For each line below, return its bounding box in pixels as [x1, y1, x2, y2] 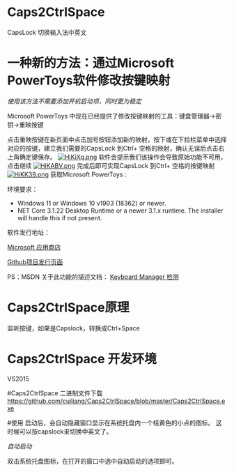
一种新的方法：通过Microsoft [7, 55, 175, 71]
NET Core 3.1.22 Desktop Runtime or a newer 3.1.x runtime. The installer [17, 206, 224, 215]
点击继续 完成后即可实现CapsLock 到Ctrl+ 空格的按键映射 [7, 161, 215, 169]
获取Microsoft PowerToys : [49, 170, 127, 178]
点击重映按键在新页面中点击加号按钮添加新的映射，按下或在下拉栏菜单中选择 [7, 135, 227, 144]
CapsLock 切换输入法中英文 [7, 28, 87, 36]
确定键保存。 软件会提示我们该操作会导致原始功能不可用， [19, 153, 227, 161]
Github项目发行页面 [7, 257, 63, 266]
